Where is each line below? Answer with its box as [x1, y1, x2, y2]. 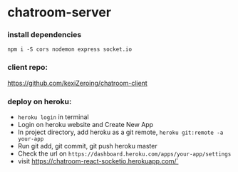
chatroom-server [7, 4, 112, 21]
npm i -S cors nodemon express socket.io [7, 46, 133, 54]
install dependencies [7, 30, 82, 40]
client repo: [7, 62, 48, 72]
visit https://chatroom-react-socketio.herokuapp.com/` [17, 157, 179, 166]
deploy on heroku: [7, 96, 72, 106]
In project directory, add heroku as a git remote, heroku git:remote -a [17, 128, 224, 136]
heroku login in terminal [17, 113, 89, 121]
